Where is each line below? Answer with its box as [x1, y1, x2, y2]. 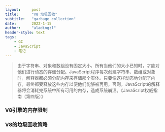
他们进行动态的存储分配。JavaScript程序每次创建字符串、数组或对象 [17, 68, 156, 74]
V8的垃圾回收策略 [5, 121, 48, 128]
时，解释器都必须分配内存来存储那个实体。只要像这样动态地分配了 [17, 75, 151, 81]
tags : [5, 35, 16, 40]
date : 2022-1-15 [5, 21, 52, 26]
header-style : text [5, 30, 45, 35]
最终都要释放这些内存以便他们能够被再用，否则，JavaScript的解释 [26, 81, 160, 87]
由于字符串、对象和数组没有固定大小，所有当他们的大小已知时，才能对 [17, 63, 160, 68]
